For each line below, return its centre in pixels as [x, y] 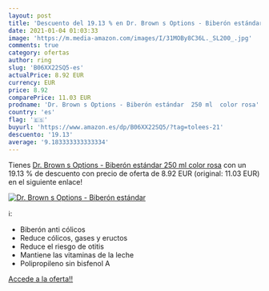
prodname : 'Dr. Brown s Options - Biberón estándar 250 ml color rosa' [134, 105]
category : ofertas [39, 53]
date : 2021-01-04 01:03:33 [53, 30]
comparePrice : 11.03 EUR [50, 98]
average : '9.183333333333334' [59, 142]
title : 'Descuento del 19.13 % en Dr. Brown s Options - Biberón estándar [136, 23]
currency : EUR [32, 82]
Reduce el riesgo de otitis [62, 246]
